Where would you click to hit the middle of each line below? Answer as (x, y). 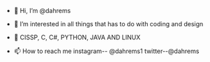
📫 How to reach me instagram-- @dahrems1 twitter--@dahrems (106, 51)
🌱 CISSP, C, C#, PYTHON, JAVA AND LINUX (77, 37)
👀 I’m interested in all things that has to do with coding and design (108, 24)
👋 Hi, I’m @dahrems (42, 11)
